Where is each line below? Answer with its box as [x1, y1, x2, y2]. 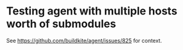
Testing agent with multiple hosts [6, 4, 178, 18]
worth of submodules [6, 17, 117, 31]
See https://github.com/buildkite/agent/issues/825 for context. [6, 37, 162, 44]
